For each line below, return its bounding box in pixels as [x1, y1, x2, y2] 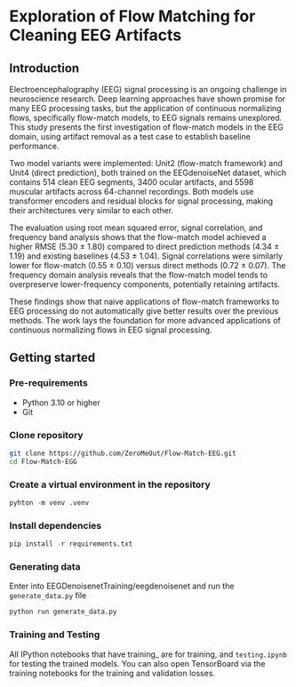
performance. [9, 140, 60, 151]
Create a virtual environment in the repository [9, 478, 211, 491]
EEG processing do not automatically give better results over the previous [9, 306, 279, 316]
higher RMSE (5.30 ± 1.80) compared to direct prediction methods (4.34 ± [9, 242, 280, 252]
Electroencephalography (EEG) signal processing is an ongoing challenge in [9, 84, 287, 94]
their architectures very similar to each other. [9, 205, 174, 215]
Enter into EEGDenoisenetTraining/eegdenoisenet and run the [9, 580, 235, 592]
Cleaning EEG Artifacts [9, 25, 182, 45]
